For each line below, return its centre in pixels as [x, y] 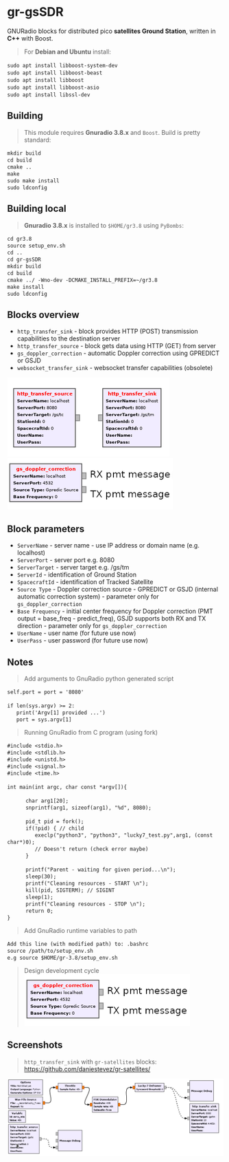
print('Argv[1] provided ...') [61, 713]
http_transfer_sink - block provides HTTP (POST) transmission [107, 332]
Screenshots [35, 1045]
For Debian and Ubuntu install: [68, 52]
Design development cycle [61, 970]
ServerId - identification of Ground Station [77, 574]
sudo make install [33, 181]
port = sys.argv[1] [44, 720]
